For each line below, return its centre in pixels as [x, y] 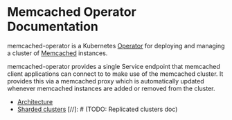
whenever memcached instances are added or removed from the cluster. [111, 88]
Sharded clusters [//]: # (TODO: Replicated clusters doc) [97, 109]
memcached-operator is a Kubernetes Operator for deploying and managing [116, 46]
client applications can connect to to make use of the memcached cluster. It [115, 74]
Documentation [53, 27]
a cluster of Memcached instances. [57, 53]
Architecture [35, 101]
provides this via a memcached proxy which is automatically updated [106, 81]
